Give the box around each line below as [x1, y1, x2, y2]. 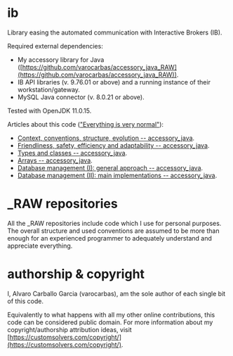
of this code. [7, 297, 44, 305]
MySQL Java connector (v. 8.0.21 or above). [17, 93, 145, 101]
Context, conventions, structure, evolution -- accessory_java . [17, 134, 195, 142]
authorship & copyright [7, 266, 145, 282]
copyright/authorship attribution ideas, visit [7, 325, 132, 333]
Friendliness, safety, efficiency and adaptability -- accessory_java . [17, 141, 210, 149]
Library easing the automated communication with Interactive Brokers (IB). [7, 28, 222, 37]
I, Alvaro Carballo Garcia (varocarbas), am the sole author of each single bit [7, 289, 226, 298]
